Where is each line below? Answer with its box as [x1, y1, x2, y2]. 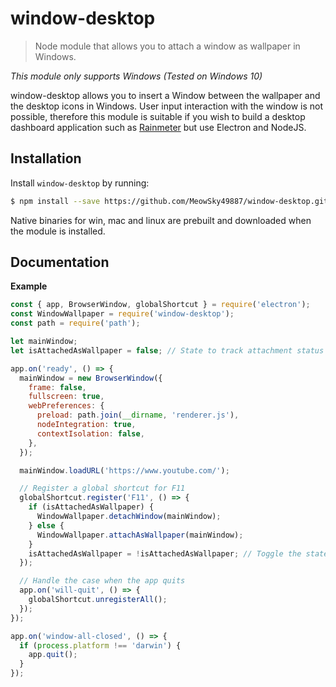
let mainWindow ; [10, 337, 78, 347]
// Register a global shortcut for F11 [19, 483, 186, 494]
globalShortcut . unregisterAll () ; [28, 595, 168, 605]
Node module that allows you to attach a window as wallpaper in [34, 40, 301, 52]
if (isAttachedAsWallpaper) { [28, 502, 155, 512]
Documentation [10, 254, 110, 271]
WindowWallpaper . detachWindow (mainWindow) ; [36, 512, 222, 522]
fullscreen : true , [28, 392, 105, 402]
